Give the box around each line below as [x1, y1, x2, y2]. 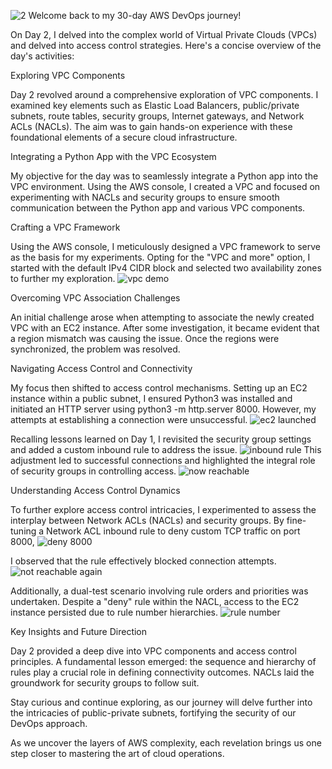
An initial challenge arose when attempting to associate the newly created [10, 311, 315, 323]
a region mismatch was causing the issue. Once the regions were [10, 333, 280, 344]
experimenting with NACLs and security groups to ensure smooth [10, 191, 280, 203]
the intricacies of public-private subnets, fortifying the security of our [10, 707, 297, 719]
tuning [10, 525, 37, 537]
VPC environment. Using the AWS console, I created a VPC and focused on [10, 181, 321, 192]
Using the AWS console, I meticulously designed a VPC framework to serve [10, 241, 321, 252]
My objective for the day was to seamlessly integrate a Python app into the [10, 170, 319, 182]
